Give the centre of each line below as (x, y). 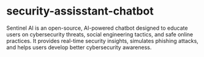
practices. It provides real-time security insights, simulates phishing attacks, (103, 41)
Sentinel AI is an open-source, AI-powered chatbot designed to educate (97, 28)
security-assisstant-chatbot (80, 11)
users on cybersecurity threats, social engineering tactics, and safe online (100, 34)
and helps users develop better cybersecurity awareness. (79, 47)
